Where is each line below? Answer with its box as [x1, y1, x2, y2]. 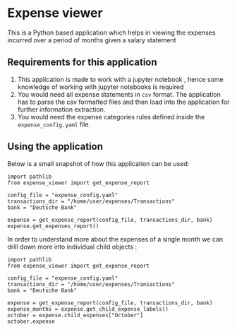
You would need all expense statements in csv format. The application [17, 90, 221, 98]
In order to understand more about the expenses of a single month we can [7, 235, 224, 243]
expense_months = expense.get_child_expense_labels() [7, 305, 169, 312]
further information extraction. [17, 105, 106, 114]
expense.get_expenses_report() [7, 223, 99, 230]
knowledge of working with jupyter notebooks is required [17, 83, 184, 91]
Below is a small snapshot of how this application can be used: [7, 159, 190, 167]
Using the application [7, 141, 104, 153]
